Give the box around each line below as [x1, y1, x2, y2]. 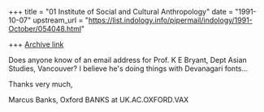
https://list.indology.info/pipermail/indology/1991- [88, 15, 253, 25]
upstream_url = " [32, 15, 89, 25]
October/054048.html [8, 24, 82, 33]
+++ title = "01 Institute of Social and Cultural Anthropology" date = [8, 7, 234, 16]
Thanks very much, [8, 80, 73, 89]
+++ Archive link [8, 39, 64, 49]
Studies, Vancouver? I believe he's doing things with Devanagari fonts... [8, 64, 249, 73]
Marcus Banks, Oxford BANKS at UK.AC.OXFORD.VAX [8, 95, 189, 104]
